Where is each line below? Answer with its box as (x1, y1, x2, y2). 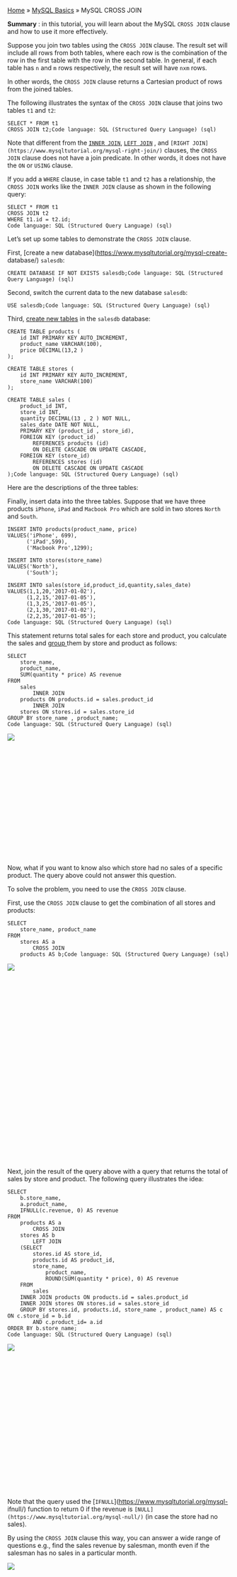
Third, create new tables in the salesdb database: (7, 315, 151, 323)
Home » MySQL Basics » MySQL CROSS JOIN (7, 6, 142, 14)
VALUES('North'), (7, 563, 59, 570)
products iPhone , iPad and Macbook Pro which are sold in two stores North (7, 505, 221, 513)
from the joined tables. (7, 85, 73, 93)
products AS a (20, 1219, 62, 1226)
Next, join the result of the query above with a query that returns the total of (7, 1166, 229, 1176)
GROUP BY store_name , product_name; (7, 715, 119, 722)
